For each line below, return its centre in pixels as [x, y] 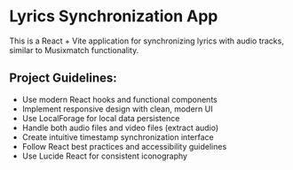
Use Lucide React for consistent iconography [105, 156]
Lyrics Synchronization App [114, 16]
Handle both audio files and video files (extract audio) [120, 127]
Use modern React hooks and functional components [119, 99]
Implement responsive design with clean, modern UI [117, 109]
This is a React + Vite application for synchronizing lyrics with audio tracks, [146, 41]
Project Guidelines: [63, 78]
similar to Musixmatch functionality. [74, 50]
